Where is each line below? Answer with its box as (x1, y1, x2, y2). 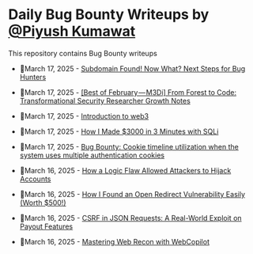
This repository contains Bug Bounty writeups (8, 48, 158, 58)
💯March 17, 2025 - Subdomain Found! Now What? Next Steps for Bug (19, 63, 246, 73)
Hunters (19, 72, 47, 82)
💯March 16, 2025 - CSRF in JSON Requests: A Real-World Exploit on (19, 213, 243, 222)
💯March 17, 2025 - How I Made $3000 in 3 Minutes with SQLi (19, 127, 219, 136)
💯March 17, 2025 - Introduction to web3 (19, 111, 149, 120)
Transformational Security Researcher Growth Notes (19, 96, 191, 105)
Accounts (19, 174, 51, 184)
